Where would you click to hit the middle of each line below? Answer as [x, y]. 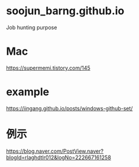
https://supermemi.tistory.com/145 [48, 68]
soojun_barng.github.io [65, 11]
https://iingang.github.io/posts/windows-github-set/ [69, 108]
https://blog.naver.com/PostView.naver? [55, 151]
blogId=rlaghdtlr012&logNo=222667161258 [59, 157]
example [28, 92]
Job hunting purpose [32, 27]
